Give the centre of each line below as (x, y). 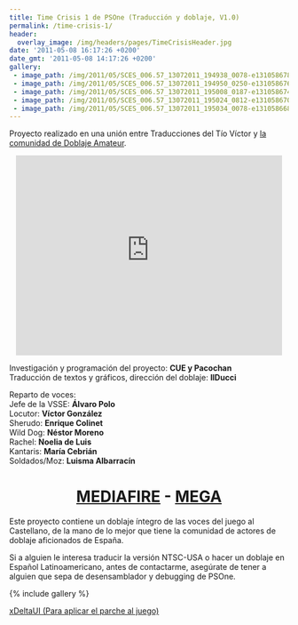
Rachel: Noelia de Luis (50, 442)
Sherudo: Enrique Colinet (56, 423)
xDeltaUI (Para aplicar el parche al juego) (84, 611)
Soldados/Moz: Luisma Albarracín (72, 461)
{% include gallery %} (50, 594)
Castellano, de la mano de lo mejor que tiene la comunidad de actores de (143, 531)
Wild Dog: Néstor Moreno (57, 433)
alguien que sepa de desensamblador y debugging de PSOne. (123, 577)
